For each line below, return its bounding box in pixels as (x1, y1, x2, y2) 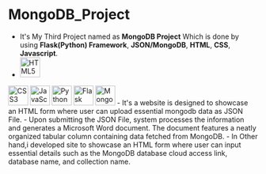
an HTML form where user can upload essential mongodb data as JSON (8, 106, 244, 115)
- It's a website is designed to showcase (116, 97, 249, 108)
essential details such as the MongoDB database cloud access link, (8, 148, 228, 157)
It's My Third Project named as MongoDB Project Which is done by (19, 32, 240, 41)
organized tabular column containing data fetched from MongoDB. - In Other (8, 131, 259, 141)
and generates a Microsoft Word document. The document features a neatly (8, 123, 257, 132)
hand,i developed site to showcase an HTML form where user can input (8, 140, 241, 149)
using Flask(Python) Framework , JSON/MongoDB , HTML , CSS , (19, 40, 231, 49)
